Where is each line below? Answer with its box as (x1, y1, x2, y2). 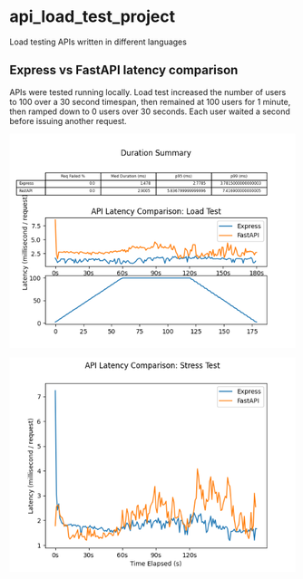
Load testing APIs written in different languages (9, 36, 188, 47)
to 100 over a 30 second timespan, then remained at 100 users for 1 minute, (9, 96, 291, 107)
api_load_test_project (9, 6, 175, 27)
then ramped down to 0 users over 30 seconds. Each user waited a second (9, 106, 290, 117)
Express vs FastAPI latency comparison (9, 63, 239, 78)
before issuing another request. (9, 115, 127, 126)
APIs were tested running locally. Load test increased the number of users (9, 86, 287, 97)
